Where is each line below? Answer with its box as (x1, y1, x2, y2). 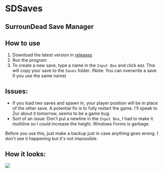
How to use (5, 39, 40, 47)
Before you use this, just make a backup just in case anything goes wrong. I (5, 130, 159, 136)
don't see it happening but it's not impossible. (5, 136, 98, 142)
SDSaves (5, 3, 43, 14)
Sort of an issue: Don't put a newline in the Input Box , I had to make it (12, 116, 154, 122)
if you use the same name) (12, 73, 66, 79)
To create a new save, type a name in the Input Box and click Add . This (12, 62, 156, 69)
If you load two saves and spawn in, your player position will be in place (12, 100, 158, 106)
